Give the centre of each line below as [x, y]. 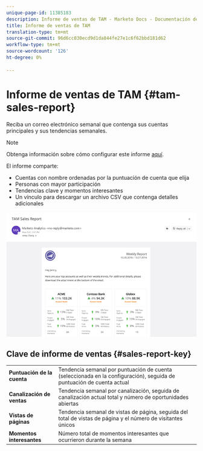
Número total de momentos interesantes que [114, 433]
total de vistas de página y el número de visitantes [121, 418]
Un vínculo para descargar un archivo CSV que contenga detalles [96, 197]
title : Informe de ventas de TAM [48, 25]
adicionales [29, 203]
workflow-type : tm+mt [34, 45]
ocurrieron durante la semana [95, 439]
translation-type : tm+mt [37, 32]
